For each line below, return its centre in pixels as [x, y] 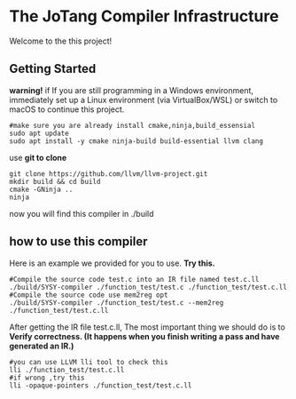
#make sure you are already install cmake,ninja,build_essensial [132, 125]
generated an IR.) [42, 346]
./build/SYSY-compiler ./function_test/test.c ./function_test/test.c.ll [148, 287]
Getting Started [53, 69]
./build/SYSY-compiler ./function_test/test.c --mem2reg [117, 303]
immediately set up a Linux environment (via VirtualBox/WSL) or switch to [144, 100]
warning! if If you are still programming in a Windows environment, [132, 90]
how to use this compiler [78, 242]
